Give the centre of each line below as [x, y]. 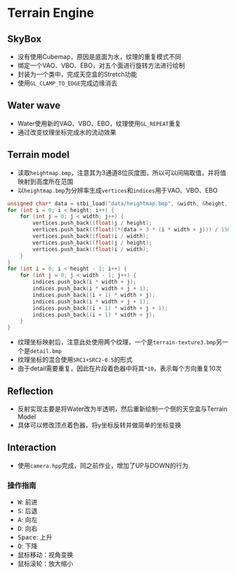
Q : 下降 [27, 546]
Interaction [32, 448]
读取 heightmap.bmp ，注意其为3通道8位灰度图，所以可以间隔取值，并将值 [122, 172]
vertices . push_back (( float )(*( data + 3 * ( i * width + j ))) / [125, 230]
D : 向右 [27, 528]
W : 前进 [27, 502]
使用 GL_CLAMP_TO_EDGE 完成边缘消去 [67, 83]
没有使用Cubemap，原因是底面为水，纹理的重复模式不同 [99, 57]
